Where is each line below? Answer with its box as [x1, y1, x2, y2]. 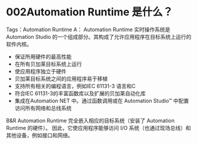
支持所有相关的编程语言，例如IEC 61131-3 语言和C [14, 82, 136, 89]
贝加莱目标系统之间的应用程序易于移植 [14, 75, 108, 82]
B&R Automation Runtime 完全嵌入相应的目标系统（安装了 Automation [6, 117, 175, 124]
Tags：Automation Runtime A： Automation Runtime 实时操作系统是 [6, 26, 171, 33]
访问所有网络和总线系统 [14, 104, 72, 112]
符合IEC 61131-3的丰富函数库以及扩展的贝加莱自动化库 [14, 89, 146, 97]
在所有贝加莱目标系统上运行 [14, 60, 82, 68]
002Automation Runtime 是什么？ [6, 5, 173, 19]
